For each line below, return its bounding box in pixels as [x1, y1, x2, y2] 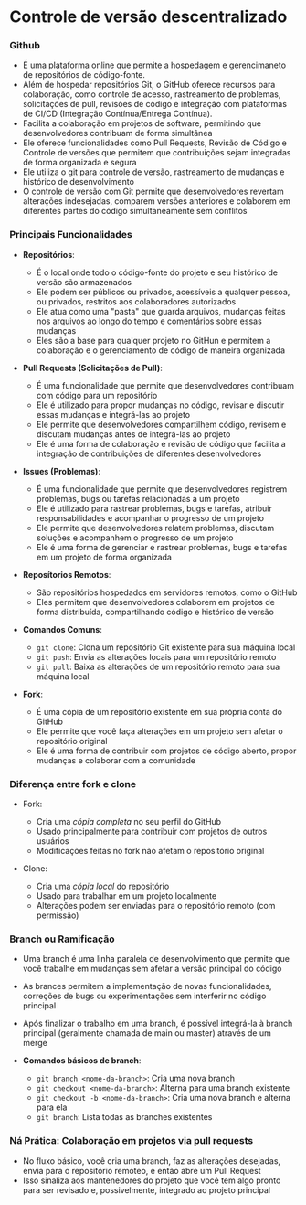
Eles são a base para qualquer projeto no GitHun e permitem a [36, 335, 271, 346]
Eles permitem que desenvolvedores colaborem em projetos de [36, 596, 276, 607]
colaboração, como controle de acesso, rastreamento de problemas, [22, 89, 281, 100]
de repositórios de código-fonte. [22, 69, 146, 80]
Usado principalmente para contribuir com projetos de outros [36, 826, 268, 837]
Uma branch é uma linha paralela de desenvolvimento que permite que [22, 954, 290, 965]
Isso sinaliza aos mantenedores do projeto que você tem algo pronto [22, 1175, 281, 1186]
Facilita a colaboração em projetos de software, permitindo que [22, 118, 262, 129]
